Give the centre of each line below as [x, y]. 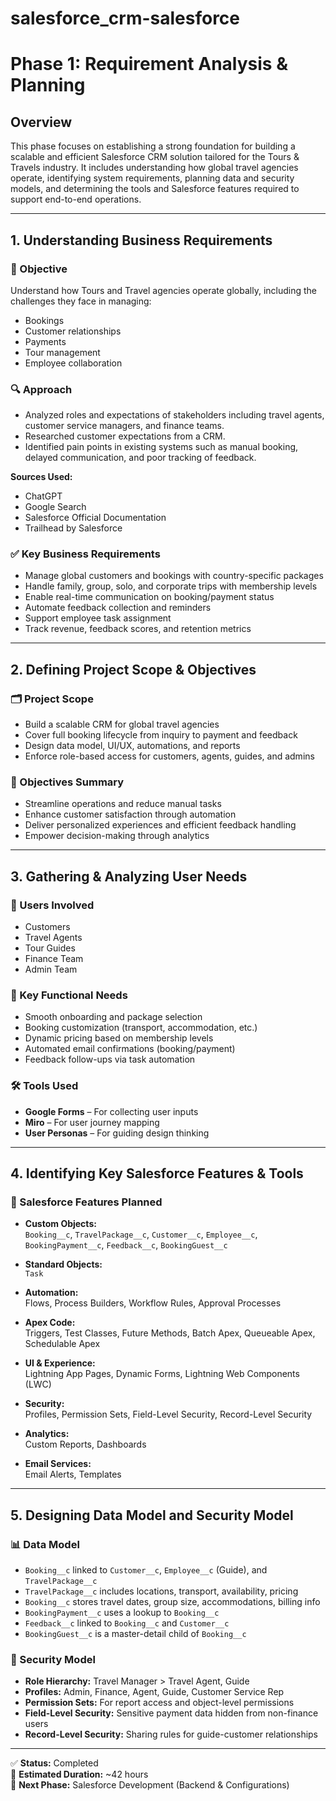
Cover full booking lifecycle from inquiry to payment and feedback [161, 735]
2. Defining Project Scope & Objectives [133, 669]
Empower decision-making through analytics [117, 836]
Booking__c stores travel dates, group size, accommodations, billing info [172, 1602]
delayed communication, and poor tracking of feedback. [140, 458]
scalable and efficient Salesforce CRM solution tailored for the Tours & [155, 157]
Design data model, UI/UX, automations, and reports [132, 746]
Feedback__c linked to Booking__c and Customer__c [127, 1623]
